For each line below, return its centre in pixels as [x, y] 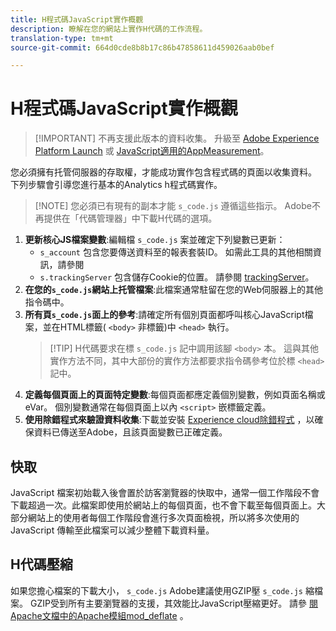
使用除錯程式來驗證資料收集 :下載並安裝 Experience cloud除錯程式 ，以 [169, 420]
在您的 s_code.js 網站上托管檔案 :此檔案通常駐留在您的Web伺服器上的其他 [174, 290]
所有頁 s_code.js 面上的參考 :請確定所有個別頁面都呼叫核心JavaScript [164, 315]
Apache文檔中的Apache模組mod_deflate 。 [99, 615]
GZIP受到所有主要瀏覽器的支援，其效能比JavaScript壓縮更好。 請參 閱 [174, 603]
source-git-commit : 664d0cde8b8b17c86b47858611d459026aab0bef [142, 47]
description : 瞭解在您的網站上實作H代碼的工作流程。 [109, 29]
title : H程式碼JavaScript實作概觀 [77, 19]
